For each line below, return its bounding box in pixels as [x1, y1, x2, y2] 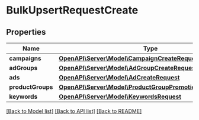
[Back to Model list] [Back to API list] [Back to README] [6, 108, 142, 115]
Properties [6, 27, 46, 37]
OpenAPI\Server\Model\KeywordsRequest [59, 92, 182, 101]
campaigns [9, 54, 41, 62]
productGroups [9, 83, 53, 91]
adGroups [9, 64, 38, 72]
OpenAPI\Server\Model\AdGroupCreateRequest [59, 64, 198, 72]
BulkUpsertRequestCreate [6, 4, 139, 17]
